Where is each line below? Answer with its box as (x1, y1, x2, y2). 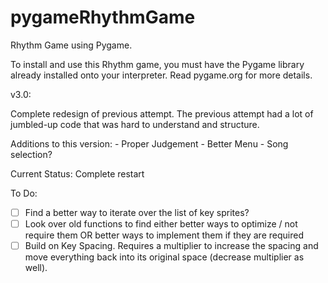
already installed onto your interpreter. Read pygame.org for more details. (10, 69, 313, 81)
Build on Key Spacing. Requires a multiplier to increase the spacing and (24, 240, 319, 252)
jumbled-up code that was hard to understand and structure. (10, 118, 260, 130)
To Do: (10, 187, 38, 199)
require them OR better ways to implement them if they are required (24, 229, 304, 241)
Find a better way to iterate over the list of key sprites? (24, 206, 250, 218)
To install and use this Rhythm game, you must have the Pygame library (10, 58, 305, 70)
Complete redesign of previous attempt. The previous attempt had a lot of (10, 107, 314, 120)
